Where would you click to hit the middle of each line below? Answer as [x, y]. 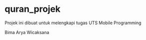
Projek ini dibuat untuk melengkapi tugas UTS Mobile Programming [73, 23]
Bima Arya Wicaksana [27, 32]
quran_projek [33, 9]
